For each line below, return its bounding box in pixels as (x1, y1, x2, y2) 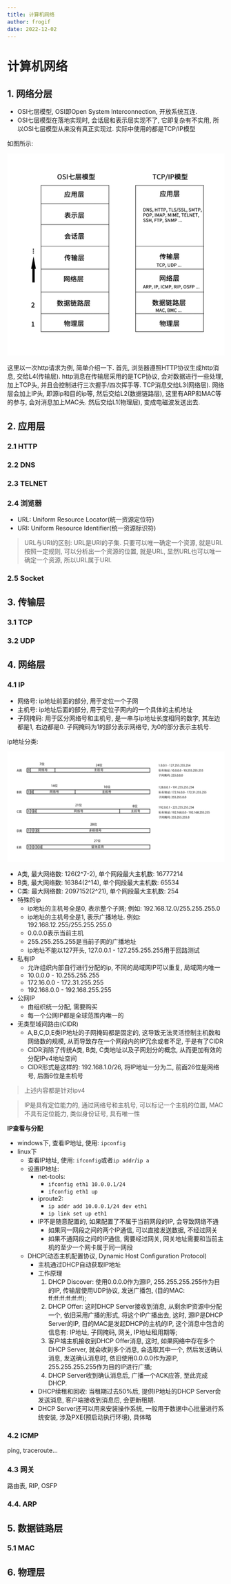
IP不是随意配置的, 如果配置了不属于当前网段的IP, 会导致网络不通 (37, 1217, 219, 1225)
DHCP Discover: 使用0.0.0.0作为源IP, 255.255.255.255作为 (48, 1277, 214, 1286)
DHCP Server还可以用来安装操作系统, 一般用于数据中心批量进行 (37, 1404, 219, 1412)
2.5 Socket (7, 573, 44, 583)
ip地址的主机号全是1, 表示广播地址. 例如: (27, 913, 141, 921)
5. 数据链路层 (7, 1522, 63, 1534)
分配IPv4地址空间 (27, 1054, 77, 1062)
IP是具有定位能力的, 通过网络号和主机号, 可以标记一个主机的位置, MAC (23, 1100, 223, 1109)
